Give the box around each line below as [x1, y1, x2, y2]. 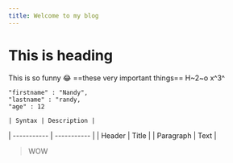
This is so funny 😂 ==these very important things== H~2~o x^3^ [8, 73, 226, 83]
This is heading [8, 46, 113, 64]
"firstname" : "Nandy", [8, 88, 89, 96]
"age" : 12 [8, 102, 45, 111]
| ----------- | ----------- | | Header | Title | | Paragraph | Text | [8, 130, 217, 141]
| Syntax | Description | [8, 116, 95, 124]
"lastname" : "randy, [8, 96, 81, 104]
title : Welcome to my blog [8, 11, 99, 20]
